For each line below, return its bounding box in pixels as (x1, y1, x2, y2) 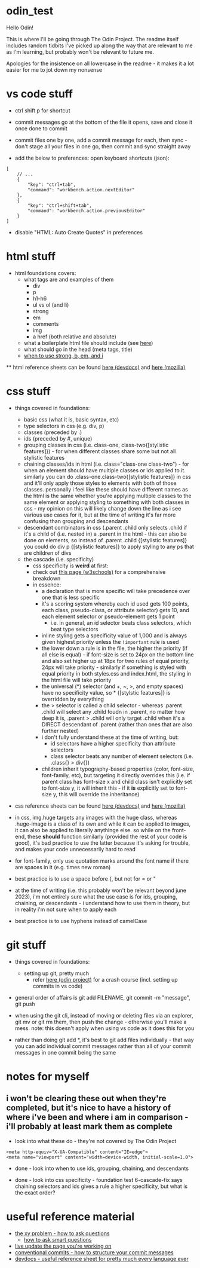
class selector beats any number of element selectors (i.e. (50, 752, 193, 760)
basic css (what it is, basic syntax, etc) (23, 415, 119, 423)
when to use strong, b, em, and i (23, 352, 103, 359)
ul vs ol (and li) (32, 301, 69, 308)
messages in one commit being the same (14, 1049, 116, 1056)
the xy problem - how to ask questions (14, 1230, 110, 1237)
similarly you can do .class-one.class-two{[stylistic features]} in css (23, 473, 191, 480)
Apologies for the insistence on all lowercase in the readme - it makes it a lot (6, 60, 194, 67)
